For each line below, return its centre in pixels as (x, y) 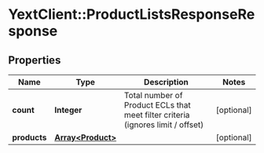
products (29, 137)
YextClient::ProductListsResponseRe (132, 15)
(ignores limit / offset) (164, 125)
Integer (68, 110)
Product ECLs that (158, 105)
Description (166, 82)
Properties (35, 60)
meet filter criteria (157, 115)
